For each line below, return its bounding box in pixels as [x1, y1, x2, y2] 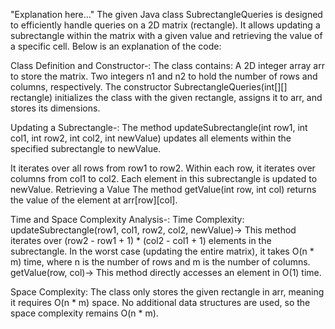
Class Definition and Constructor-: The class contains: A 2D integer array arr [10, 60, 325, 71]
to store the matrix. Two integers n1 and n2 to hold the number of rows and [10, 70, 318, 82]
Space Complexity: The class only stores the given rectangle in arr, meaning [10, 286, 325, 298]
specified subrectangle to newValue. [10, 143, 162, 154]
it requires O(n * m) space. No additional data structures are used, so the [10, 297, 311, 308]
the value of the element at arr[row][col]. [10, 194, 178, 206]
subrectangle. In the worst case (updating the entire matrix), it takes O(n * [10, 245, 315, 257]
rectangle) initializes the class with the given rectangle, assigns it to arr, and [10, 92, 323, 103]
